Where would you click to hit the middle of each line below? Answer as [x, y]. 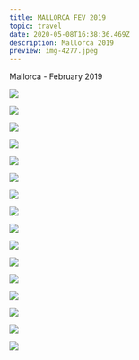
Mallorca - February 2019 [56, 76]
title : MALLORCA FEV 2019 [57, 18]
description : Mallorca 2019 [62, 43]
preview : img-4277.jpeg [54, 51]
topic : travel [36, 26]
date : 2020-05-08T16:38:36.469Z [69, 34]
